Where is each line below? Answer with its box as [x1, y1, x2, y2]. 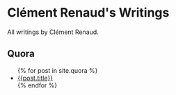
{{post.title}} [17, 74, 54, 82]
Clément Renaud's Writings [7, 5, 170, 21]
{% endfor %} [17, 81, 58, 89]
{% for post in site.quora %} [17, 66, 98, 74]
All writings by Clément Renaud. [7, 28, 99, 36]
